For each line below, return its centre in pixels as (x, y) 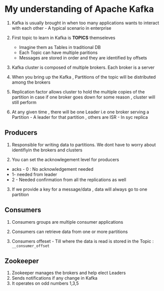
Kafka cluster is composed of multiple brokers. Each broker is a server (83, 67)
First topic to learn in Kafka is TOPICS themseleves (64, 38)
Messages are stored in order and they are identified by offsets (83, 57)
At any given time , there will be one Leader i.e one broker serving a (80, 112)
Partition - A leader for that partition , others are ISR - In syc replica (80, 117)
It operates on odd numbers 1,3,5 (45, 284)
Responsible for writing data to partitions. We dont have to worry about (84, 145)
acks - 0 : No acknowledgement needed (53, 169)
